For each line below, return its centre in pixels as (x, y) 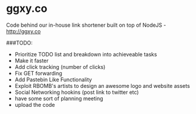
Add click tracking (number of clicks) (60, 66)
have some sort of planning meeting (59, 98)
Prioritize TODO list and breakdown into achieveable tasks (86, 54)
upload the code (35, 104)
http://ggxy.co (23, 31)
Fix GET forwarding (38, 73)
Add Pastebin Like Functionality (53, 80)
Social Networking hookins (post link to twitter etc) (77, 92)
